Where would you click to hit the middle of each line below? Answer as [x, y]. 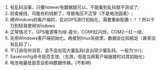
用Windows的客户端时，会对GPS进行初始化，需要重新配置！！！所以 [80, 19]
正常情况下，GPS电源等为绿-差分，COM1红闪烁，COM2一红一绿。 [78, 32]
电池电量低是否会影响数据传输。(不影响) [51, 63]
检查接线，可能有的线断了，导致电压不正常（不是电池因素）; [71, 13]
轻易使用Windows [37, 26]
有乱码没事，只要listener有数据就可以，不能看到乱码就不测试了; [75, 7]
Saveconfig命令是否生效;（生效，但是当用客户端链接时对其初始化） [79, 56]
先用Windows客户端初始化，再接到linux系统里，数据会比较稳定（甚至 [80, 38]
